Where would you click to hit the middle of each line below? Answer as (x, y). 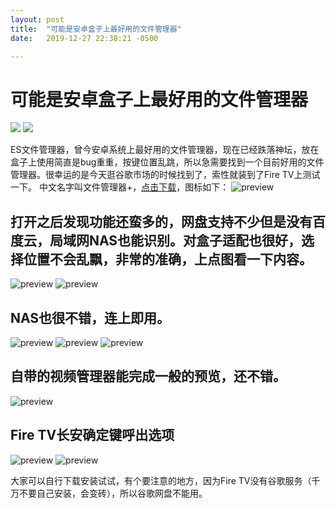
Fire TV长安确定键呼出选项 (92, 435)
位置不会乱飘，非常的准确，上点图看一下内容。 (168, 259)
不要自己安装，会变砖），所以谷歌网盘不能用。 (113, 493)
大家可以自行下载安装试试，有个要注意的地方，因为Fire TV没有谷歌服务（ (161, 480)
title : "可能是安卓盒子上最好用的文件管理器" (96, 29)
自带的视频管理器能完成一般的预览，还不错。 (148, 376)
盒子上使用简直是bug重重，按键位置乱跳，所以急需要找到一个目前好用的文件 (167, 162)
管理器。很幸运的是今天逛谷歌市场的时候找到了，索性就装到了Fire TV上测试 (165, 175)
